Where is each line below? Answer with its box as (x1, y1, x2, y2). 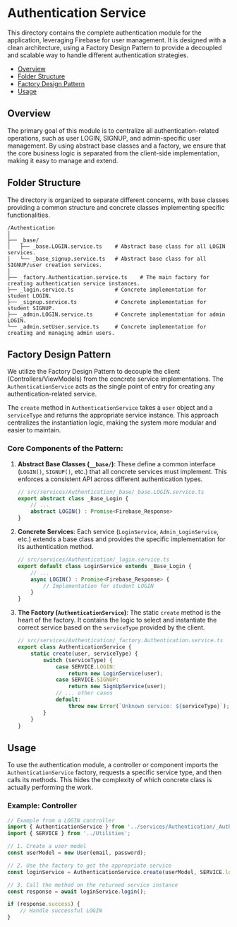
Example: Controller (7, 801, 78, 810)
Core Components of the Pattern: (7, 444, 123, 454)
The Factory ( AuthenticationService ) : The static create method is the (17, 608, 221, 617)
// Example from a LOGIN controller (7, 817, 115, 824)
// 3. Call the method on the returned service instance (7, 881, 178, 888)
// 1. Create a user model (7, 843, 87, 850)
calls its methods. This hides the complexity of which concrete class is (7, 776, 212, 784)
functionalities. (7, 211, 51, 219)
